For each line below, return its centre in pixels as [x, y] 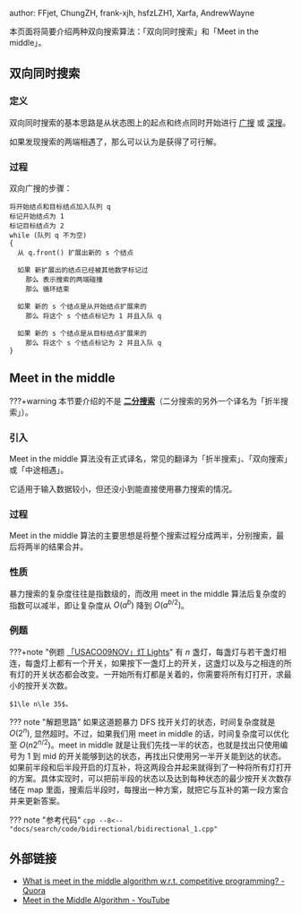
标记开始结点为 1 [37, 216]
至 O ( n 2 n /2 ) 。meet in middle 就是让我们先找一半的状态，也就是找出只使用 [145, 744]
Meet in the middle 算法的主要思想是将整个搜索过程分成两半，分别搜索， [143, 536]
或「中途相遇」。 [39, 470]
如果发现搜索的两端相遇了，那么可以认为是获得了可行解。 [115, 142]
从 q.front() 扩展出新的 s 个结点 [76, 253]
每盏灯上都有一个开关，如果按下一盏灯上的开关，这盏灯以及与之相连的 [154, 663]
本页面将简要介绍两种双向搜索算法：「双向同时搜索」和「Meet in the [134, 31]
